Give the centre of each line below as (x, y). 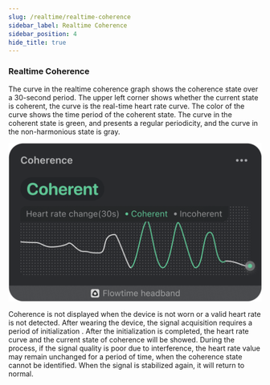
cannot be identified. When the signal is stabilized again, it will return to (127, 365)
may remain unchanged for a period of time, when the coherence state (125, 356)
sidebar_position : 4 (43, 34)
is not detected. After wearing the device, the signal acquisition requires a (131, 322)
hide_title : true (37, 43)
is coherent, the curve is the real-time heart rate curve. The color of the (127, 106)
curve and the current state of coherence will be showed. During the (122, 339)
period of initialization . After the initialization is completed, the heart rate (129, 331)
